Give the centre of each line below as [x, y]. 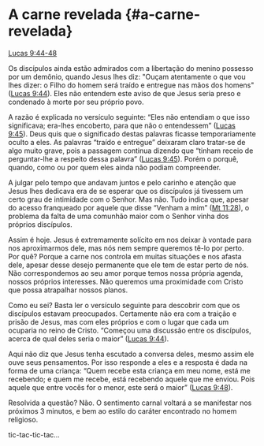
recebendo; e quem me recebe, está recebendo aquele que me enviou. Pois [132, 379]
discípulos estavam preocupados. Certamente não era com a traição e [123, 314]
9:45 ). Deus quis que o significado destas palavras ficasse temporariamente [132, 134]
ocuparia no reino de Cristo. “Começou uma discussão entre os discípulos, [130, 330]
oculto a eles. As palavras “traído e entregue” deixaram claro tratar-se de [127, 142]
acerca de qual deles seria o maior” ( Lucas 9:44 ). [89, 338]
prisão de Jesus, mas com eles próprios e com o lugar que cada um [119, 321]
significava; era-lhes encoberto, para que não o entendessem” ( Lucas [122, 125]
